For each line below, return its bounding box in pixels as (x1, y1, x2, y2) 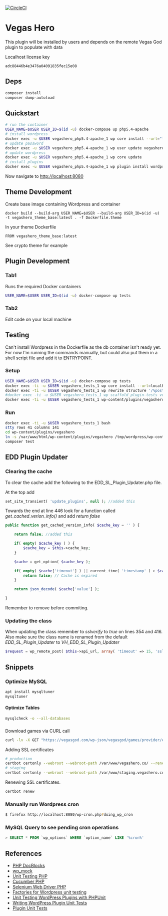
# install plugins (5, 159, 43, 165)
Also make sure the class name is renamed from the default (5, 634, 128, 640)
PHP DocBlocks (12, 862, 45, 869)
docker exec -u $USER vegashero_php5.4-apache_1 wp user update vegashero (5, 145, 164, 150)
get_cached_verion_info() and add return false (5, 513, 100, 519)
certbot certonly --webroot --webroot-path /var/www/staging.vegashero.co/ (5, 770, 166, 775)
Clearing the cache (5, 468, 52, 475)
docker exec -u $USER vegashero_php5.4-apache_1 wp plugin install (5, 164, 149, 169)
